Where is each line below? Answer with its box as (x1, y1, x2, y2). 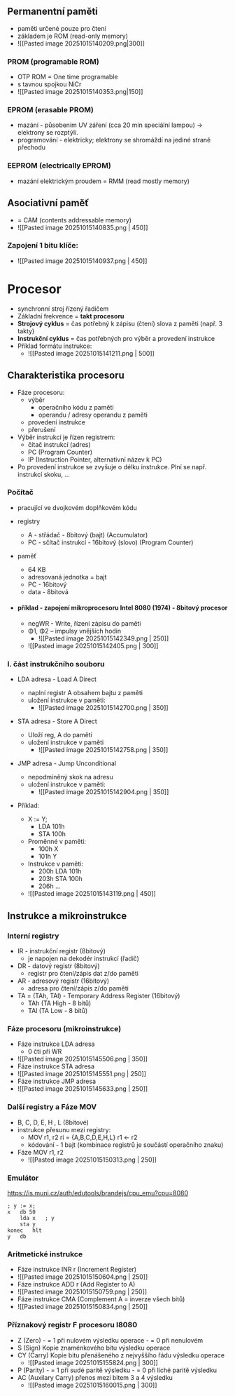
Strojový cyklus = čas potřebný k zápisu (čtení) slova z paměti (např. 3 (17, 319, 222, 328)
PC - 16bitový (27, 580, 67, 589)
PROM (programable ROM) (7, 56, 99, 66)
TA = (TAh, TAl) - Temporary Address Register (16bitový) (17, 992, 180, 1000)
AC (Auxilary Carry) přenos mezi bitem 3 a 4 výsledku (17, 1373, 173, 1381)
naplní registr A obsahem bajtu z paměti (27, 689, 143, 697)
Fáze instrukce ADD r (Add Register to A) (17, 1280, 136, 1289)
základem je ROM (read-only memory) (17, 32, 128, 40)
